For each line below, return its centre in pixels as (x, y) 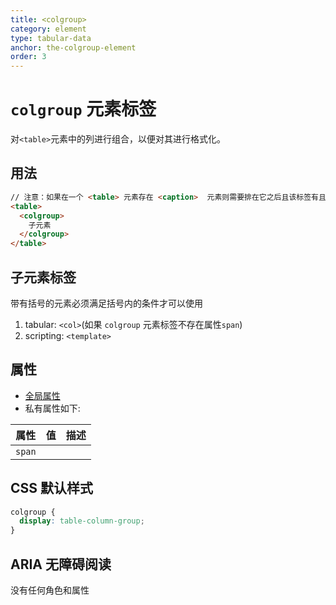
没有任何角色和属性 (50, 590)
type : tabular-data (51, 38)
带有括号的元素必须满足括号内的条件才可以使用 (106, 303)
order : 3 (28, 57)
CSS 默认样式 (52, 488)
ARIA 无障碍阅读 (61, 564)
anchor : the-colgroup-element (73, 47)
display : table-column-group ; (82, 521)
